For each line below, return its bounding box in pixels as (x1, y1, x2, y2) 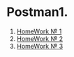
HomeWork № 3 (16, 42, 64, 50)
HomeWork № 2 (16, 34, 64, 42)
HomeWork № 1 (16, 27, 62, 35)
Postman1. (6, 4, 68, 20)
